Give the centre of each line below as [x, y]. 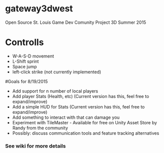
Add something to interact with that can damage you [66, 117]
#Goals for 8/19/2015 [27, 81]
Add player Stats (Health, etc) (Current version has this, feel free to [81, 96]
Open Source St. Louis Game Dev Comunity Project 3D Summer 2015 [76, 22]
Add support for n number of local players [55, 91]
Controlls [25, 42]
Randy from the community [40, 128]
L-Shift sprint [26, 61]
